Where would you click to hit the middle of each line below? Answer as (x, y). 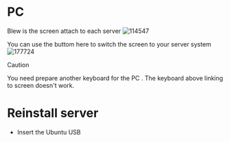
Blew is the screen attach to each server (64, 31)
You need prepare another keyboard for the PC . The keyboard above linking (115, 78)
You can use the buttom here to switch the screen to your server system (109, 44)
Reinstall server (53, 113)
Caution (18, 64)
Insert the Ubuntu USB (49, 132)
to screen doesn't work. (41, 85)
